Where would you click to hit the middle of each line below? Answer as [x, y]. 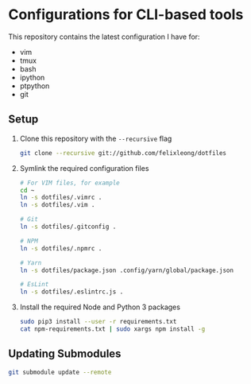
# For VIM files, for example [70, 183]
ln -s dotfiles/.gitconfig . [68, 227]
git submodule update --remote [60, 372]
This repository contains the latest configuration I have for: [104, 37]
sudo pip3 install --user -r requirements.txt [98, 322]
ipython [32, 77]
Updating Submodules [65, 354]
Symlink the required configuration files [84, 168]
